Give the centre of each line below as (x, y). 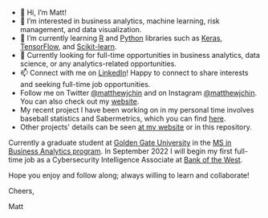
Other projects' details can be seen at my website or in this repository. (136, 127)
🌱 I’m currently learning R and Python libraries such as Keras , (121, 38)
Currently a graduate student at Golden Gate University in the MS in (120, 142)
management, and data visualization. (81, 29)
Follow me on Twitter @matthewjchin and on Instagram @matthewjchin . (138, 93)
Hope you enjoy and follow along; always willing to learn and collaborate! (129, 175)
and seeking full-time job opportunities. (85, 84)
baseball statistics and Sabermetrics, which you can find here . (123, 118)
